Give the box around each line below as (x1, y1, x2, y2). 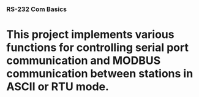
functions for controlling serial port (6, 41, 189, 55)
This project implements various (6, 28, 175, 42)
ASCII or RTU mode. (6, 80, 109, 94)
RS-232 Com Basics (6, 5, 67, 14)
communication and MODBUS (6, 54, 161, 68)
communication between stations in (6, 67, 193, 81)
